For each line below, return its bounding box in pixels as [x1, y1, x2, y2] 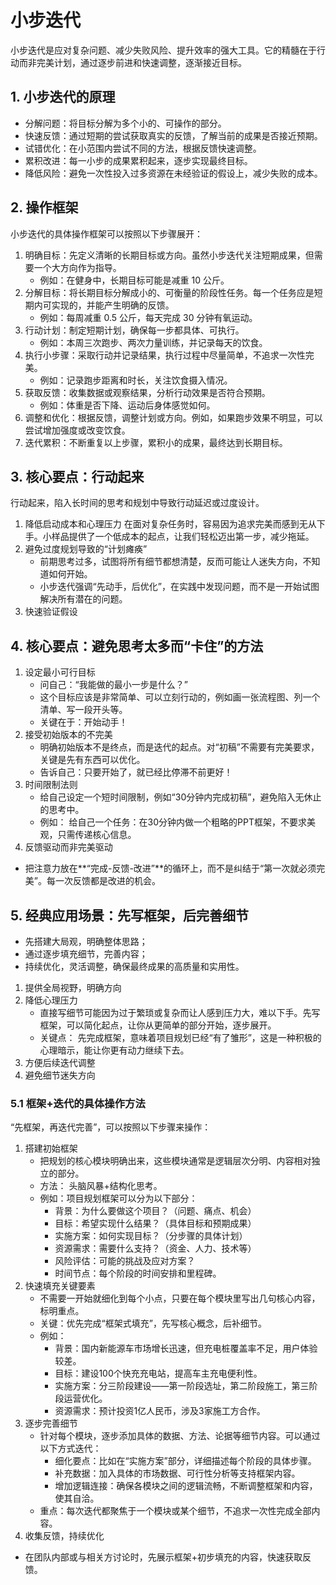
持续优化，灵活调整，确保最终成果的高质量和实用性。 [24, 961, 245, 972]
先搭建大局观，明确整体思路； [24, 936, 148, 947]
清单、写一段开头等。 [39, 704, 128, 716]
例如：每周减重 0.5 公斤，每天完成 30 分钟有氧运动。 [39, 311, 258, 323]
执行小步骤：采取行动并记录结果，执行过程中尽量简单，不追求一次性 [24, 349, 306, 361]
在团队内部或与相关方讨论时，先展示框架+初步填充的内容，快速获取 [24, 1551, 303, 1563]
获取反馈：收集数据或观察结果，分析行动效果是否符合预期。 [24, 386, 271, 398]
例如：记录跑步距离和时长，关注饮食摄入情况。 [39, 374, 233, 386]
